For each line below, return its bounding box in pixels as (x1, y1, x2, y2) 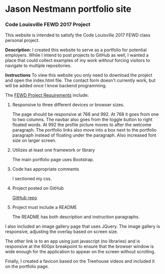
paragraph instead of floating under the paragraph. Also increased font (12, 132, 157, 138)
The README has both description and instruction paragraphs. (12, 214, 140, 220)
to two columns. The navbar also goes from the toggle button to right (12, 117, 153, 123)
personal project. (5, 37, 40, 43)
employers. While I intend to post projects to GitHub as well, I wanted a (5, 52, 149, 58)
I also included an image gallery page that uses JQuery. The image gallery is (5, 223, 160, 230)
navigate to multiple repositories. (5, 63, 72, 68)
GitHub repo (12, 195, 37, 201)
